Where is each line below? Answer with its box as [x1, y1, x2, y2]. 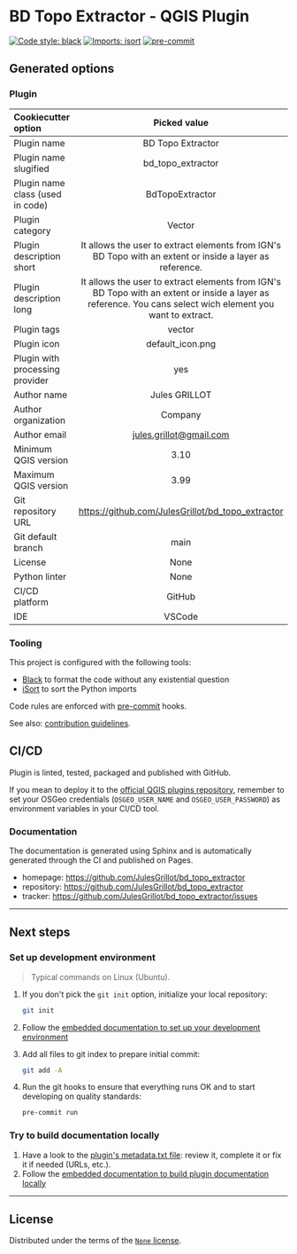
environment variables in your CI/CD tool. [9, 803, 160, 813]
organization [13, 414, 66, 427]
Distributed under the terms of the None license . [9, 1235, 182, 1246]
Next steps [9, 925, 71, 940]
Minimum [13, 443, 53, 455]
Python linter [13, 570, 67, 583]
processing [13, 363, 60, 375]
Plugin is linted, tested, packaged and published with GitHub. [9, 767, 232, 778]
